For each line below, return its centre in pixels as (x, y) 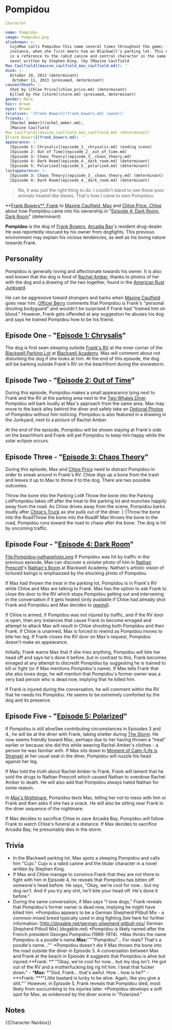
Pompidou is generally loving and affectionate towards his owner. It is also (83, 271)
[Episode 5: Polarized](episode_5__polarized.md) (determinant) (80, 166)
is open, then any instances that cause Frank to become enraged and (79, 620)
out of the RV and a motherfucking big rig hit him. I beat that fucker (83, 967)
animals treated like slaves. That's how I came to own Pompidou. (86, 196)
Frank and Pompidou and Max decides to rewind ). (58, 605)
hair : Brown (18, 104)
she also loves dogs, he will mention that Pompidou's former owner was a (83, 674)
